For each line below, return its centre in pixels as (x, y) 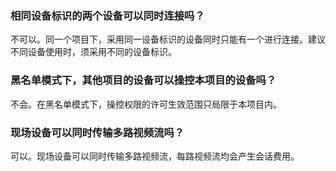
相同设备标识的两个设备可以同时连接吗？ (107, 15)
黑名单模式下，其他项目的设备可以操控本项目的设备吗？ (143, 80)
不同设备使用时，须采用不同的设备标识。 (93, 52)
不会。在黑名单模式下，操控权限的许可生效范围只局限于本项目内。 (146, 104)
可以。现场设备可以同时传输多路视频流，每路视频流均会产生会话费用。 (155, 156)
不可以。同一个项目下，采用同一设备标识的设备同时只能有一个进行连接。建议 (168, 39)
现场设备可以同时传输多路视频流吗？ (97, 132)
